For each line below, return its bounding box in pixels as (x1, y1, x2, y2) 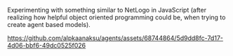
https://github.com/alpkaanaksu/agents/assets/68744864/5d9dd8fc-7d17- (7, 34, 223, 42)
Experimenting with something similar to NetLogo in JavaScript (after (7, 6, 207, 14)
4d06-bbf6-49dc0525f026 (7, 41, 86, 49)
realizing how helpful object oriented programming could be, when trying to (7, 13, 226, 21)
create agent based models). (7, 21, 91, 28)
